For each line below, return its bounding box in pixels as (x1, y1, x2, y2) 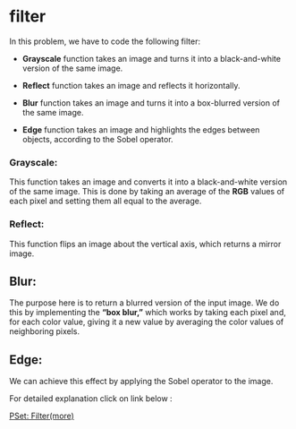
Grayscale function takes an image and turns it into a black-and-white (21, 53, 282, 64)
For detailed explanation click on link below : (9, 393, 173, 404)
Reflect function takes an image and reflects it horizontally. (21, 80, 241, 90)
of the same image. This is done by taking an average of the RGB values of (9, 186, 284, 197)
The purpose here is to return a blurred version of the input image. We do (9, 297, 280, 308)
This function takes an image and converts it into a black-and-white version (9, 176, 288, 187)
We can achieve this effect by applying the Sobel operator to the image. (9, 376, 274, 387)
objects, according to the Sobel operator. (21, 133, 173, 144)
